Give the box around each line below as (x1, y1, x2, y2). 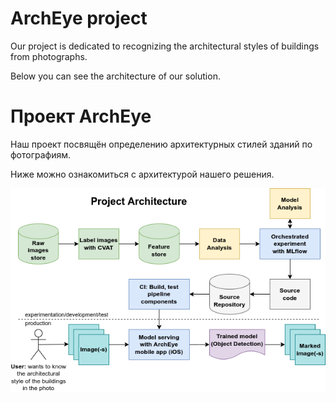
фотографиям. (10, 148, 72, 161)
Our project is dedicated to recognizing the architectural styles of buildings (10, 40, 320, 52)
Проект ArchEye (10, 105, 152, 128)
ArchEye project (10, 7, 148, 30)
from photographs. (10, 50, 88, 62)
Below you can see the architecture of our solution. (10, 70, 221, 82)
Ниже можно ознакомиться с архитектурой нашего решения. (10, 168, 275, 180)
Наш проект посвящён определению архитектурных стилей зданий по (10, 138, 313, 150)
